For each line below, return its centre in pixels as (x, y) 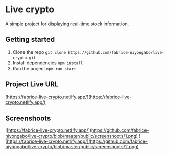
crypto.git (24, 58)
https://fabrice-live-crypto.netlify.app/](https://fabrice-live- (69, 97)
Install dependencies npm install (48, 63)
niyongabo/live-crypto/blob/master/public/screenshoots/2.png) (72, 147)
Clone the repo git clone (39, 52)
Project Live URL (32, 85)
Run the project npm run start (44, 68)
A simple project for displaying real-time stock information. (67, 24)
